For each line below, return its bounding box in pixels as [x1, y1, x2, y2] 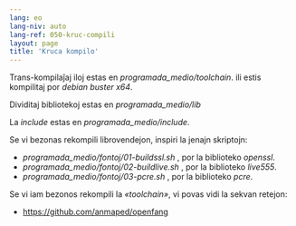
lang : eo [9, 13, 43, 23]
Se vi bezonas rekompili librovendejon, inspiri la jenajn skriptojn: [9, 134, 248, 145]
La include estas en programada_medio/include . [9, 117, 190, 128]
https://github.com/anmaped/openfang [22, 206, 169, 218]
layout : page [9, 38, 59, 48]
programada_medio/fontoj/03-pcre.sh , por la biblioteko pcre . [22, 172, 253, 182]
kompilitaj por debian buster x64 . [9, 82, 133, 93]
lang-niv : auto [9, 22, 67, 31]
